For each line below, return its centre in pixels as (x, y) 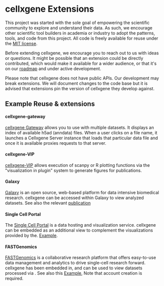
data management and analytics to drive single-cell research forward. (75, 263)
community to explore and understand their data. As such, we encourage (79, 27)
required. (14, 279)
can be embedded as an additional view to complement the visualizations (79, 230)
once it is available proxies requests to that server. (56, 143)
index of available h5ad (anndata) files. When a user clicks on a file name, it (81, 132)
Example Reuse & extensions (50, 104)
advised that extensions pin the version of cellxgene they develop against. (80, 88)
